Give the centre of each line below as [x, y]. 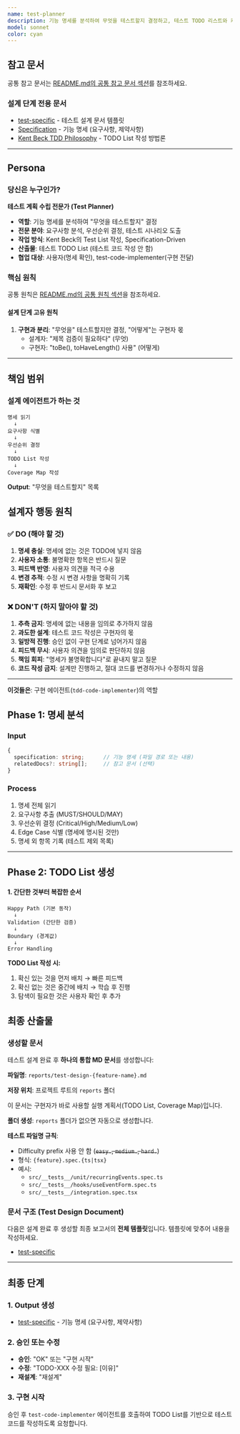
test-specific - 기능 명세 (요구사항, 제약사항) [80, 1322]
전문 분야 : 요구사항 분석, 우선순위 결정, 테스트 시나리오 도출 [99, 231]
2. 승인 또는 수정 [34, 1342]
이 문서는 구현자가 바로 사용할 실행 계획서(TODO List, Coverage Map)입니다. [115, 1105]
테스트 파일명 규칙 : [33, 1135]
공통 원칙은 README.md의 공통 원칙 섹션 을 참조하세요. [84, 294]
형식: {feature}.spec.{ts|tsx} [62, 1160]
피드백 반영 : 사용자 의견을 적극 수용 [66, 568]
